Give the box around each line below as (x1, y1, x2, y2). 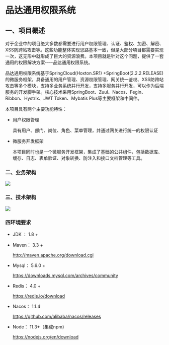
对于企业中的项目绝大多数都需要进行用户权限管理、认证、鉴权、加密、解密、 (5, 41, 164, 46)
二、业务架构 (5, 169, 37, 176)
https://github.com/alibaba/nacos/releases (12, 313, 102, 319)
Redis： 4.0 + (12, 283, 41, 289)
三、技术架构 (5, 194, 37, 201)
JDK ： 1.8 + (12, 231, 39, 237)
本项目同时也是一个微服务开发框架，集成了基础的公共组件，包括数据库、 (12, 149, 162, 155)
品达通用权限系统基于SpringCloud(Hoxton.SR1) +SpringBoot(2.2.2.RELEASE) (5, 70, 164, 76)
